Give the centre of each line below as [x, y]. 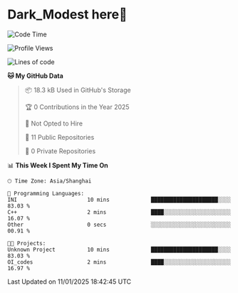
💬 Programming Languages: [46, 193]
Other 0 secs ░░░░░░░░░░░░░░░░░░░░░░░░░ [119, 225]
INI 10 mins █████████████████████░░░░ [119, 200]
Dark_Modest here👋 [67, 15]
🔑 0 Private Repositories [60, 151]
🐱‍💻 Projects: [27, 243]
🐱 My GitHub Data [36, 76]
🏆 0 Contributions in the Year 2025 [77, 107]
